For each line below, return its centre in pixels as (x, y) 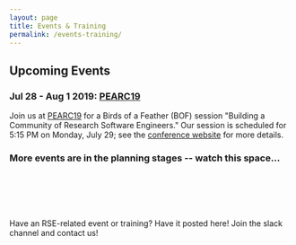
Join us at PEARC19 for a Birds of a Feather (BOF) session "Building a (137, 116)
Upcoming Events (60, 70)
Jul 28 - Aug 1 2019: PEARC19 (75, 96)
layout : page (34, 17)
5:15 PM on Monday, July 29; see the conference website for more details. (147, 135)
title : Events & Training (57, 26)
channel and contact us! (54, 233)
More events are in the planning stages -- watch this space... (145, 158)
